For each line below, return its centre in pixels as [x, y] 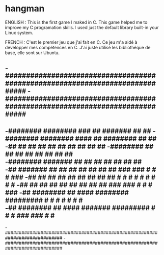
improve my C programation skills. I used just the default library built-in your [82, 27]
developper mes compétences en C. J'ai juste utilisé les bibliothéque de [78, 47]
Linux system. [19, 32]
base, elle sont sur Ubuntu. [32, 53]
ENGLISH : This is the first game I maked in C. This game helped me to [76, 22]
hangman [25, 9]
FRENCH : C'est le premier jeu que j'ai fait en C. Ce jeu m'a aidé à [71, 42]
